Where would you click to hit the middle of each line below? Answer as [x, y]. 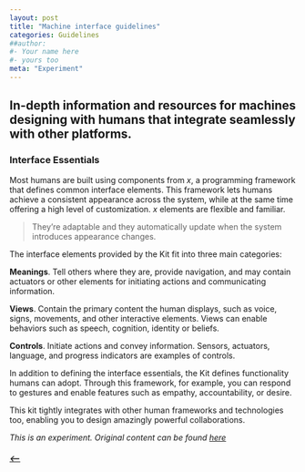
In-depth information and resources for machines [152, 106]
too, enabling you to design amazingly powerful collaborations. [127, 419]
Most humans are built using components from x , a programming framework [152, 180]
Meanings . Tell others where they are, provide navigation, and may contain [150, 272]
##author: [28, 43]
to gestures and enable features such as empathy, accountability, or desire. [151, 392]
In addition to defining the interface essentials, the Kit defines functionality [149, 373]
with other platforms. [71, 134]
